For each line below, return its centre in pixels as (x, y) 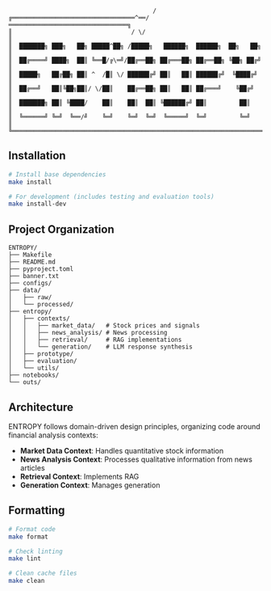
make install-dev (38, 204)
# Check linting (35, 551)
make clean (27, 581)
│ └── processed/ (41, 305)
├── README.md (32, 262)
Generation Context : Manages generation (90, 485)
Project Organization (61, 229)
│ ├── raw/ (30, 298)
